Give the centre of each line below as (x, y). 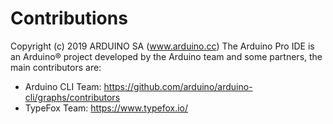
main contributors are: (56, 67)
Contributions (69, 18)
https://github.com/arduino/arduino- (178, 86)
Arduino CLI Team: (63, 86)
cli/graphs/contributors (72, 97)
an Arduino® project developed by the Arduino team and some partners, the (166, 56)
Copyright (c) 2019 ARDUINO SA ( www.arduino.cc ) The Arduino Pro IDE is (162, 46)
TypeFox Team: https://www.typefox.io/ (106, 108)
